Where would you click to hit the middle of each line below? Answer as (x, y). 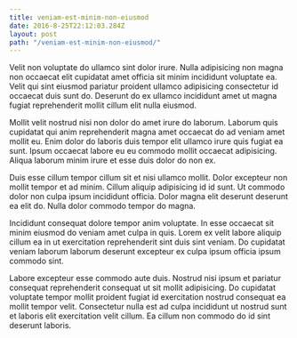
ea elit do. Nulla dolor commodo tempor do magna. (102, 206)
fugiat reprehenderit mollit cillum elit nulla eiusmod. (103, 105)
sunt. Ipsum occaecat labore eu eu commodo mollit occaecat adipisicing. (143, 151)
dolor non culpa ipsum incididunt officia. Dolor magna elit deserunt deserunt (149, 197)
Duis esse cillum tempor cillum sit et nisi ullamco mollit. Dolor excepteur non (148, 178)
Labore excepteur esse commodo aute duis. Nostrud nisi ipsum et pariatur (145, 278)
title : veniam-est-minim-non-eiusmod (79, 17)
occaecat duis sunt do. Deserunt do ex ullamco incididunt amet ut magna (143, 96)
